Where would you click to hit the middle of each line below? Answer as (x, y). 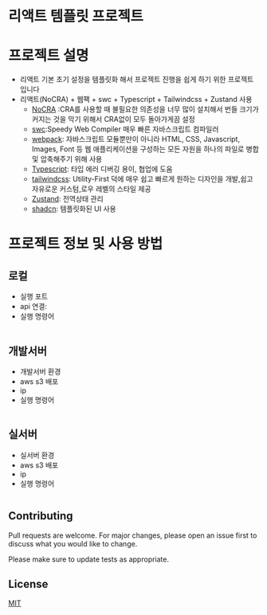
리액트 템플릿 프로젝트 (76, 16)
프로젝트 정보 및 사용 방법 (86, 244)
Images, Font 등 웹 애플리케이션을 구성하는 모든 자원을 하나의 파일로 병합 (145, 149)
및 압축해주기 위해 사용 (67, 159)
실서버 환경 (37, 455)
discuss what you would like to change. (73, 543)
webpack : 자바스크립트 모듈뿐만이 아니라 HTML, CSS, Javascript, (136, 139)
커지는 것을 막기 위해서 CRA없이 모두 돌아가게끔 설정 (113, 119)
